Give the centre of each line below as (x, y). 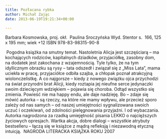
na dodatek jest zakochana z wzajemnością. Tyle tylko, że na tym (72, 63)
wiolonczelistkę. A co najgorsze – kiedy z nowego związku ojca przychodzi (82, 79)
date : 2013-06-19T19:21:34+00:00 (40, 19)
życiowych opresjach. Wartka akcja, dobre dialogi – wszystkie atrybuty (78, 121)
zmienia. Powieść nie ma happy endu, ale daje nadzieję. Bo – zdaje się (77, 94)
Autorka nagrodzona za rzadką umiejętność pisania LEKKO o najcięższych (81, 116)
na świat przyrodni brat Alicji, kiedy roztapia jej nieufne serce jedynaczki (79, 84)
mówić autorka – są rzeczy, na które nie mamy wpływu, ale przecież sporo (81, 100)
